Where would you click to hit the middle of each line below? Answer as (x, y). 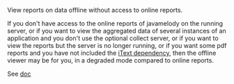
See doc (19, 74)
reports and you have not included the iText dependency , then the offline (112, 53)
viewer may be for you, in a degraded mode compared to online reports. (111, 60)
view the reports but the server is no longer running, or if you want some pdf (117, 45)
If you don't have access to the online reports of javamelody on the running (115, 23)
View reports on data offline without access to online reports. (95, 10)
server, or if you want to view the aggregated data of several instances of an (117, 31)
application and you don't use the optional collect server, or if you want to (113, 38)
